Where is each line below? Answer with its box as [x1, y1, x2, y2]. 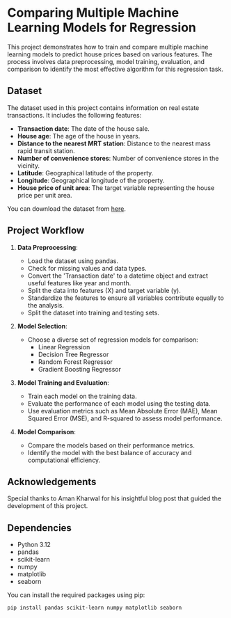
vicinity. [17, 161, 40, 170]
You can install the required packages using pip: [7, 591, 145, 599]
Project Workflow [7, 225, 85, 237]
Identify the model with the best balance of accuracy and [27, 448, 192, 457]
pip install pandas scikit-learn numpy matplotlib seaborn [7, 604, 182, 612]
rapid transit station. [17, 146, 75, 154]
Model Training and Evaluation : [17, 378, 109, 387]
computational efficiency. [27, 456, 101, 464]
